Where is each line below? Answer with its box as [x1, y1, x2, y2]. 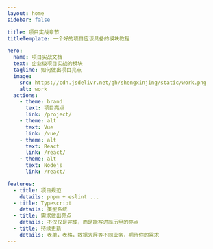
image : [13, 73, 32, 79]
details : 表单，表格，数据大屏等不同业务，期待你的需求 [19, 231, 160, 238]
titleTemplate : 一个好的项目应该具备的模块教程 [7, 35, 130, 42]
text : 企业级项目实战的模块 [13, 60, 84, 67]
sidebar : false [7, 16, 51, 23]
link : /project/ [25, 111, 72, 118]
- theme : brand [19, 99, 63, 105]
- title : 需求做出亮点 [13, 213, 72, 220]
